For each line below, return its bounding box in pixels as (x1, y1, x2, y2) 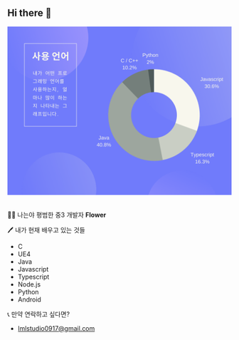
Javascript (17, 264, 49, 273)
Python (17, 287, 39, 296)
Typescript (17, 272, 50, 281)
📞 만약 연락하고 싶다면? (7, 309, 70, 318)
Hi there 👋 (7, 7, 52, 19)
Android (17, 295, 41, 304)
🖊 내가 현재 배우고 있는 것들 (7, 225, 85, 234)
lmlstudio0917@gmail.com (17, 324, 95, 332)
